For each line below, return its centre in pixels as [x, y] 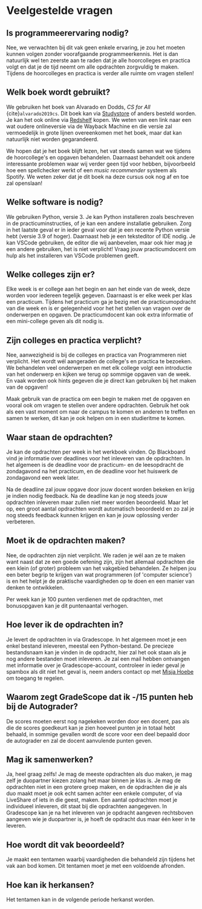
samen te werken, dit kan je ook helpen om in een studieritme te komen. [96, 418]
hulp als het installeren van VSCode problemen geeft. [73, 255]
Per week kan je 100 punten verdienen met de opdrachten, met [85, 599]
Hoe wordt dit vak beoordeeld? [66, 844]
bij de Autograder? [42, 707]
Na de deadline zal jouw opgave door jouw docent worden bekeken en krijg [100, 489]
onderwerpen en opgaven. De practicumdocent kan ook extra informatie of [100, 315]
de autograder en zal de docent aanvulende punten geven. [80, 740]
